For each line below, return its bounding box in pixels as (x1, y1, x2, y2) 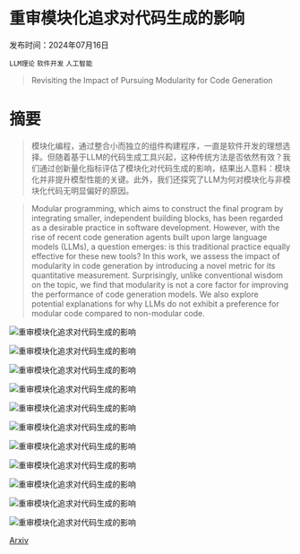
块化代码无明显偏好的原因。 (30, 185, 134, 195)
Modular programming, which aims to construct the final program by (30, 203, 284, 213)
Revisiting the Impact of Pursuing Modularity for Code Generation (30, 74, 273, 85)
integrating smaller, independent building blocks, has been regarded (30, 212, 284, 223)
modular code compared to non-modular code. (30, 307, 206, 318)
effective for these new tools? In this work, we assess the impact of (30, 250, 280, 261)
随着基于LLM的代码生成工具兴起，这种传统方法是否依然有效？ (55, 151, 284, 162)
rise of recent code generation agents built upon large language (30, 231, 268, 242)
